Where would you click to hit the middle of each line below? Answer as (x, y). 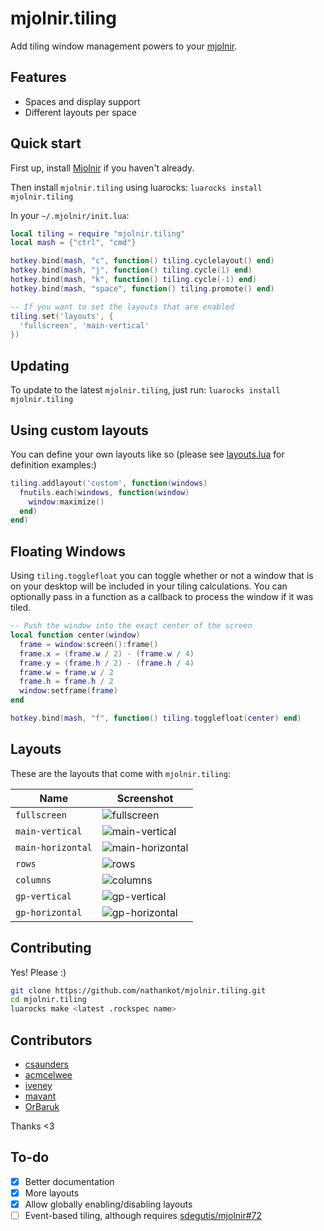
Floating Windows (68, 551)
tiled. (21, 608)
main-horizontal (54, 847)
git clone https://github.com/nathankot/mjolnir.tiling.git (138, 990)
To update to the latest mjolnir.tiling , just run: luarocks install (145, 390)
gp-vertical (44, 896)
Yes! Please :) (38, 972)
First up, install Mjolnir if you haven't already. (102, 168)
